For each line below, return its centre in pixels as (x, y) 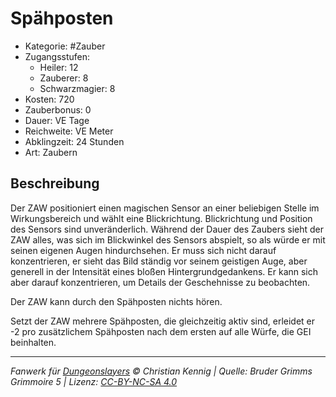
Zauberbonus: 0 (58, 109)
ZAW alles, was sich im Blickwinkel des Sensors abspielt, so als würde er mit (168, 239)
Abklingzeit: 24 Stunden (74, 141)
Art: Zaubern (51, 152)
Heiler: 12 (59, 67)
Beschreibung (55, 183)
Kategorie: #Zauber (65, 46)
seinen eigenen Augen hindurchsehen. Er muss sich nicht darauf (143, 250)
